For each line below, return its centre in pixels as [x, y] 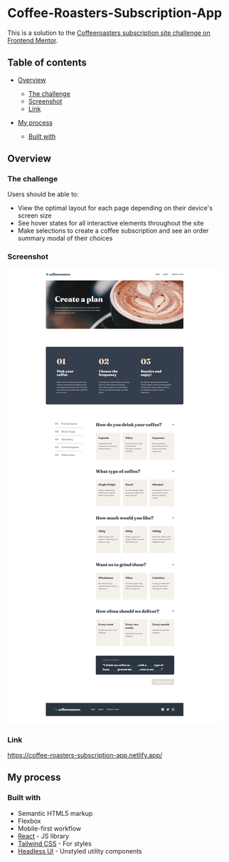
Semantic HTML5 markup [55, 813]
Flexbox [29, 821]
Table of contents [47, 63]
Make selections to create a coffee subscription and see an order [113, 231]
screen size [34, 215]
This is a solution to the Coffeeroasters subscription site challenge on [109, 33]
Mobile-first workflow [49, 828]
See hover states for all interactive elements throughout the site [111, 223]
